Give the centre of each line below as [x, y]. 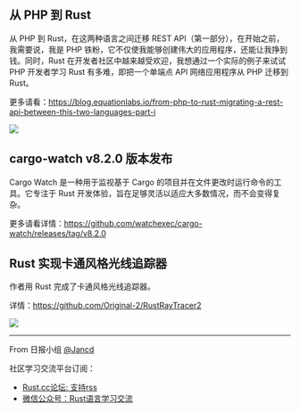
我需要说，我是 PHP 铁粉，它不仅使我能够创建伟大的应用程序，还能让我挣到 [149, 49]
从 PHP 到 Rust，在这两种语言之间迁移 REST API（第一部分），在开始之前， [146, 38]
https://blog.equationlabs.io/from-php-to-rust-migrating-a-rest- [166, 102]
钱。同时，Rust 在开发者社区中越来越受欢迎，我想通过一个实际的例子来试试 [148, 61]
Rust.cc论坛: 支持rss [60, 387]
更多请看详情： [37, 223]
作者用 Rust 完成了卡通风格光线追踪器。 [83, 286]
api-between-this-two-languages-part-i [83, 111]
